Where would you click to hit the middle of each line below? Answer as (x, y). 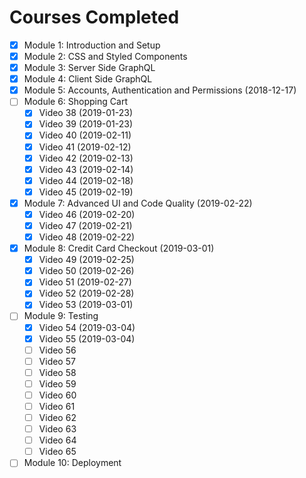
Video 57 (57, 361)
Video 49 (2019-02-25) (86, 260)
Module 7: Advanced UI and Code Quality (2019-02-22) (138, 203)
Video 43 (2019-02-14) (86, 169)
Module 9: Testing (61, 316)
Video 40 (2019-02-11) (85, 135)
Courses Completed (94, 17)
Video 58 (57, 372)
